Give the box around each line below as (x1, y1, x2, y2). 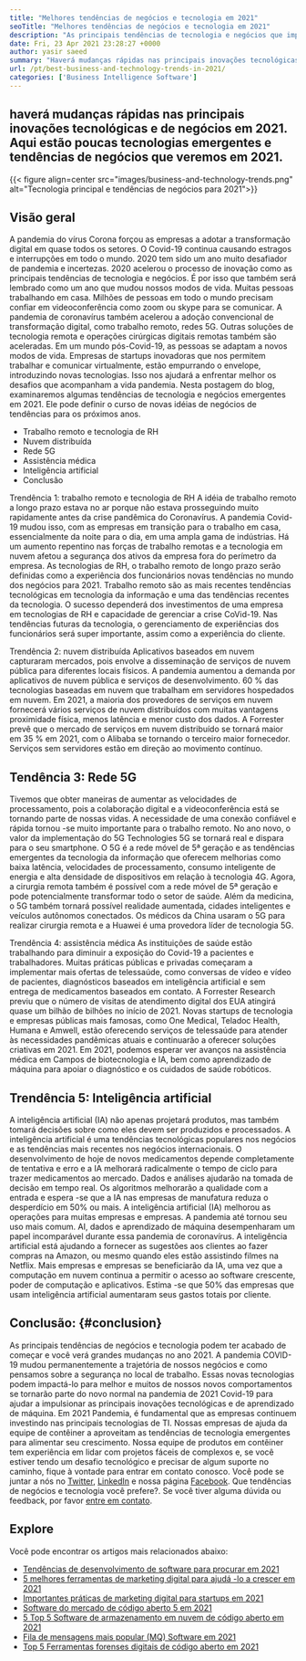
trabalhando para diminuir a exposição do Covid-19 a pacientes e (9, 947, 254, 959)
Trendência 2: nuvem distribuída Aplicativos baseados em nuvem (9, 646, 255, 657)
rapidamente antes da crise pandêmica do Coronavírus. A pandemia (9, 512, 266, 523)
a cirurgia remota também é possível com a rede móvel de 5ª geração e (9, 881, 279, 892)
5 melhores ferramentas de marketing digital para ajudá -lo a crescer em (22, 1572, 296, 1584)
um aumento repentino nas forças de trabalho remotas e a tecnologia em (9, 541, 283, 552)
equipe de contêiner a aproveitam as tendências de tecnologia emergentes (9, 1426, 291, 1438)
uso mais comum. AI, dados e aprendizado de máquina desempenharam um (9, 1221, 296, 1232)
